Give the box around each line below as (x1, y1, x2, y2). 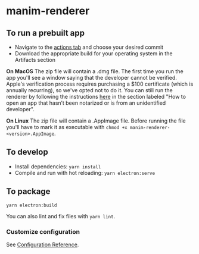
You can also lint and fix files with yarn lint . (6, 212, 116, 219)
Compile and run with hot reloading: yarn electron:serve (14, 169, 156, 176)
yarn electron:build (6, 202, 58, 208)
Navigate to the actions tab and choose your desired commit (14, 43, 164, 51)
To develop (6, 147, 49, 157)
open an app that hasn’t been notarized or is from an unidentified (6, 99, 166, 106)
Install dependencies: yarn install (14, 162, 101, 170)
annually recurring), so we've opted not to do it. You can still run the (6, 87, 173, 93)
